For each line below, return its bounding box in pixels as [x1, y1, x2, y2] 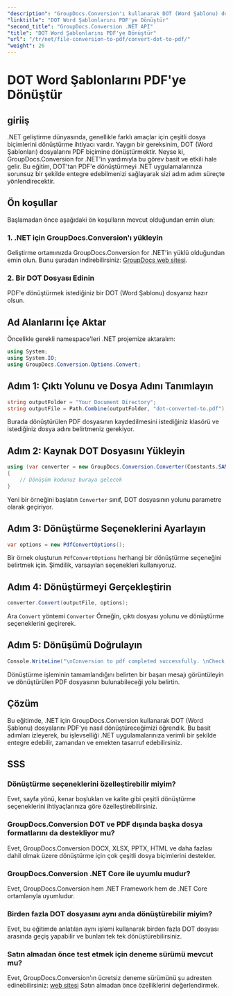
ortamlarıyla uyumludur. [7, 891, 75, 900]
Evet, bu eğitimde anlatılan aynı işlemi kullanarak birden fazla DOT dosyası [7, 925, 219, 933]
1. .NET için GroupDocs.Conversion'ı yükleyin [7, 233, 163, 243]
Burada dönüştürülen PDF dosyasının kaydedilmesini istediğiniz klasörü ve [7, 417, 220, 426]
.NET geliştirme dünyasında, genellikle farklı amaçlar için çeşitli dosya [7, 133, 206, 141]
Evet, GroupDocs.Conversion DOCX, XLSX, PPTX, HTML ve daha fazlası [7, 844, 213, 853]
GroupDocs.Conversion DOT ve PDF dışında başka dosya [7, 819, 203, 829]
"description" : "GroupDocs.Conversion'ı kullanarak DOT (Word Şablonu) [7, 10, 218, 17]
